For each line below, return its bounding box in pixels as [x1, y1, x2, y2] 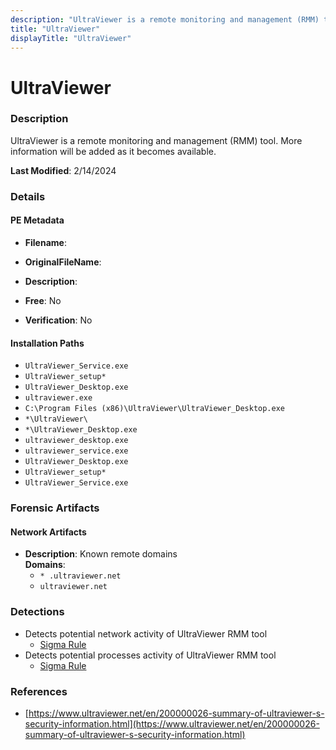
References [10, 684, 68, 698]
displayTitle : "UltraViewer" [10, 33, 132, 43]
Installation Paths [10, 337, 85, 349]
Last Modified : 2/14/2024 [10, 164, 117, 176]
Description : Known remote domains [24, 548, 178, 560]
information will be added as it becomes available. [10, 145, 217, 157]
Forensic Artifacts [10, 501, 100, 515]
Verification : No [24, 314, 93, 326]
